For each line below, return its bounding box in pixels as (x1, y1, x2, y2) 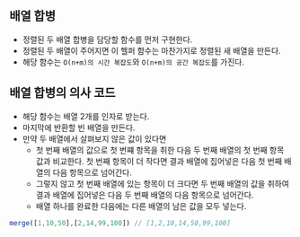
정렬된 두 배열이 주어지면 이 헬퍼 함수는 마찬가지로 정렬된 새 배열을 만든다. (22, 45, 281, 56)
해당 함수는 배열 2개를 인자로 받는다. (22, 110, 150, 121)
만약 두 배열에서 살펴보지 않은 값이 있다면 (22, 133, 167, 144)
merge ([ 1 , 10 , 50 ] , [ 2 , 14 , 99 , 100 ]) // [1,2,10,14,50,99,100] (9, 218, 231, 227)
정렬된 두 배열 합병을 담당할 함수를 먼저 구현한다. (22, 34, 193, 45)
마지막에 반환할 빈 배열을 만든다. (22, 122, 136, 133)
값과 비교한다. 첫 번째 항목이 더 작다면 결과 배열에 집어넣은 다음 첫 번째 (35, 155, 283, 166)
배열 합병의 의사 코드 (9, 85, 116, 101)
